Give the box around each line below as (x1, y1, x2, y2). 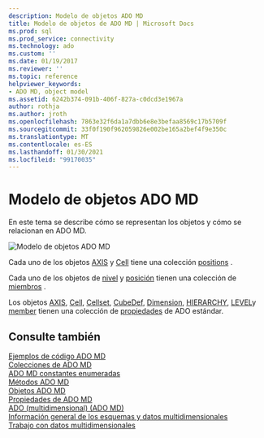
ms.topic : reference (8, 72, 79, 80)
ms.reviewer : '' (8, 65, 63, 73)
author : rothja (8, 102, 60, 111)
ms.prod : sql (8, 27, 53, 35)
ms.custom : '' (8, 50, 57, 58)
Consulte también (8, 330, 101, 344)
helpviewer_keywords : (8, 80, 82, 88)
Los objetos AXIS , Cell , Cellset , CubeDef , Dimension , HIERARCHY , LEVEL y (8, 297, 257, 307)
